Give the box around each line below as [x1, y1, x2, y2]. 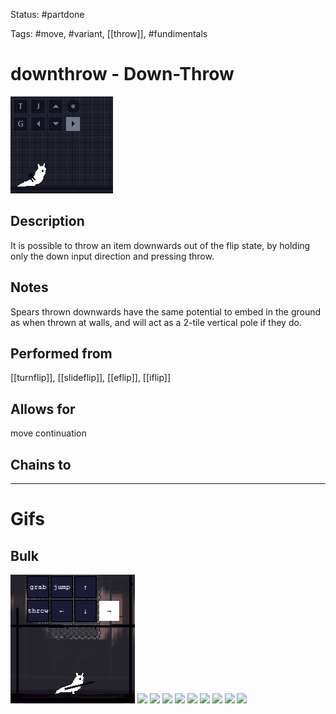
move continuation [10, 427, 87, 439]
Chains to [10, 456, 72, 473]
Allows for [10, 400, 76, 418]
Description [10, 213, 85, 230]
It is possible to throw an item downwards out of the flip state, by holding [10, 239, 311, 251]
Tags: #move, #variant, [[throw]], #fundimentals [10, 28, 208, 39]
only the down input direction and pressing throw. [10, 250, 215, 262]
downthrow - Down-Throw [10, 63, 235, 86]
